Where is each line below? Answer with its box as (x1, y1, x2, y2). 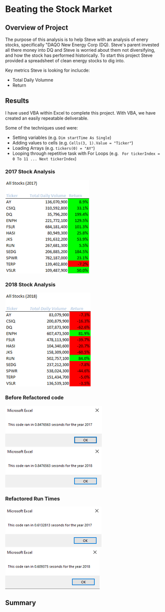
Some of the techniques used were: (5, 124, 79, 130)
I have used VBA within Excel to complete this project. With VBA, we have (5, 110, 156, 116)
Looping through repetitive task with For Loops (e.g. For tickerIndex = (12, 150, 160, 156)
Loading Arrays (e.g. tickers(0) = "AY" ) (12, 145, 95, 151)
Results (5, 97, 29, 105)
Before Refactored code (5, 394, 64, 401)
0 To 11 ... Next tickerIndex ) (12, 155, 77, 161)
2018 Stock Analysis (5, 281, 56, 288)
